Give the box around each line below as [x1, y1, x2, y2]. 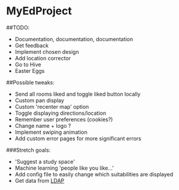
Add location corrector [14, 54, 71, 62]
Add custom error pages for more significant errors [14, 134, 142, 142]
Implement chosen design [14, 48, 79, 55]
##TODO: [6, 24, 30, 31]
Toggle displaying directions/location [14, 109, 107, 117]
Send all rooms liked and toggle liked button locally [14, 90, 141, 97]
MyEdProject [6, 4, 72, 18]
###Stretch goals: [6, 146, 51, 154]
